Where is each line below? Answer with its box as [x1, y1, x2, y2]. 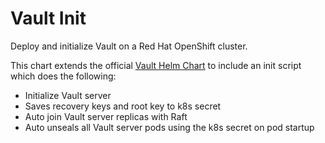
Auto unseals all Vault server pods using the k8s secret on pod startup [24, 121, 315, 133]
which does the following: [10, 70, 117, 82]
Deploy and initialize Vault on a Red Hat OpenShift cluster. [10, 40, 248, 52]
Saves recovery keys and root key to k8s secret [24, 100, 222, 112]
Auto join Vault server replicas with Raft [24, 110, 188, 122]
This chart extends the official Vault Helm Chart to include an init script [10, 59, 302, 71]
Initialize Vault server [24, 89, 112, 101]
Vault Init [10, 7, 87, 30]
